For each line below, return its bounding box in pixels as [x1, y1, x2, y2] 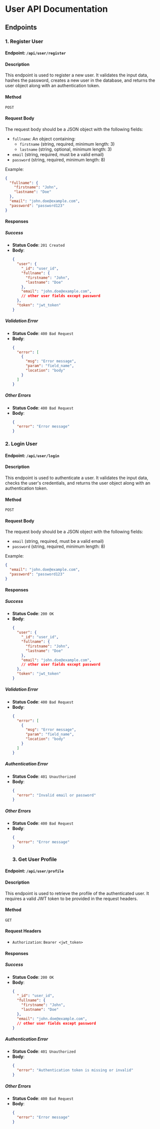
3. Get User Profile [12, 856, 57, 863]
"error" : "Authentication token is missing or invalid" [17, 1068, 133, 1073]
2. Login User [5, 440, 38, 447]
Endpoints [5, 23, 37, 32]
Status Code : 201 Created [12, 242, 65, 248]
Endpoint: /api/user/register [5, 50, 66, 56]
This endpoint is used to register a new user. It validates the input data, [5, 72, 149, 78]
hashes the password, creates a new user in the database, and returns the [5, 77, 156, 83]
